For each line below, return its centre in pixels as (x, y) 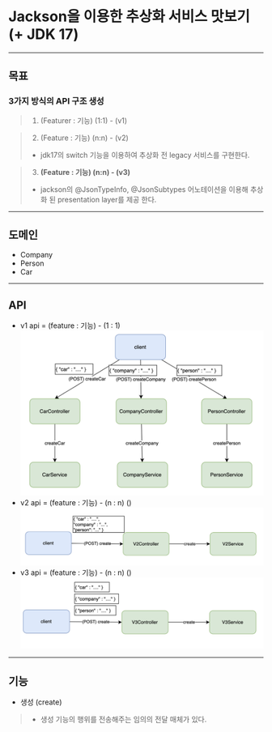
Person (32, 263)
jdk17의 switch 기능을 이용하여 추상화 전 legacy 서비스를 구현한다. (145, 155)
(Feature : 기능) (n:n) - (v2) (85, 138)
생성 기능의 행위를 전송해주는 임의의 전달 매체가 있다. (123, 719)
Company (36, 255)
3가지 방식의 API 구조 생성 (56, 101)
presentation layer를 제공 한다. (107, 199)
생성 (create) (41, 702)
